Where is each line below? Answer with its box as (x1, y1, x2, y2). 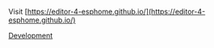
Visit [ (8, 7, 28, 16)
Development (8, 31, 53, 40)
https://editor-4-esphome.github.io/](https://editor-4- (27, 7, 206, 16)
